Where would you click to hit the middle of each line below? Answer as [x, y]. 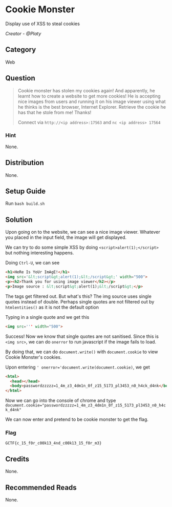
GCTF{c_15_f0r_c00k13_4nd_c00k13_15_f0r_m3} [53, 443]
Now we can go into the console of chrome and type [61, 400]
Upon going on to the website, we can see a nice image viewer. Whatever [83, 232]
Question [20, 78]
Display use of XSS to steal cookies [43, 24]
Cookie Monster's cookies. [34, 357]
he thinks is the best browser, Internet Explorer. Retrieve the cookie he [92, 107]
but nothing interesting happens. [40, 253]
